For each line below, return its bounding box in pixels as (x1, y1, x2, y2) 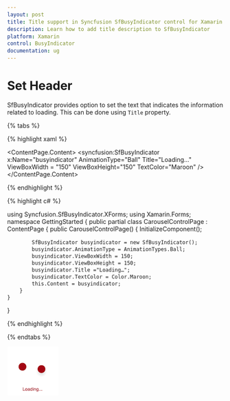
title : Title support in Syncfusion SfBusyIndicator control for (7, 18, 198, 25)
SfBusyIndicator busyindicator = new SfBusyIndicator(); (32, 238, 198, 246)
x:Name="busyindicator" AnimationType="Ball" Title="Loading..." (7, 155, 192, 163)
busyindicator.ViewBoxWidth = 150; (32, 252, 134, 260)
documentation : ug (7, 48, 60, 54)
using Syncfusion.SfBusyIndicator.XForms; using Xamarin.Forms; (7, 210, 192, 218)
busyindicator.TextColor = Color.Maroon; (32, 273, 152, 280)
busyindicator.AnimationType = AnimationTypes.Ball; (32, 245, 186, 253)
